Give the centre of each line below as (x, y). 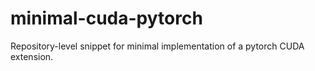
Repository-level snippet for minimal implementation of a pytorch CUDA (157, 46)
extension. (32, 56)
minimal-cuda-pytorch (106, 18)
